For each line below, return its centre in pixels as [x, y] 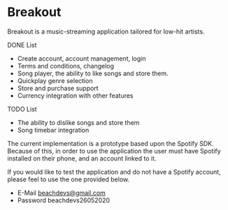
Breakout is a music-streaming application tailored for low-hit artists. [106, 31]
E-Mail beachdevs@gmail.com [62, 193]
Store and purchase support [58, 88]
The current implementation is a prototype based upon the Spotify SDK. [111, 143]
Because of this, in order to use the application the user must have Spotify [114, 151]
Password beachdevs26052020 [64, 200]
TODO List [22, 109]
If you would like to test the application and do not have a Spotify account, [114, 172]
